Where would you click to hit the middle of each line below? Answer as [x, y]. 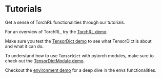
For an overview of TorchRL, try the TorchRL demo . [57, 31]
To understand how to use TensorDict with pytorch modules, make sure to [80, 55]
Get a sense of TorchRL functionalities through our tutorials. [65, 22]
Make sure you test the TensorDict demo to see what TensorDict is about [79, 41]
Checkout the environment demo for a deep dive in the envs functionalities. [81, 70]
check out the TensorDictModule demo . [45, 61]
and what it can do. [24, 46]
